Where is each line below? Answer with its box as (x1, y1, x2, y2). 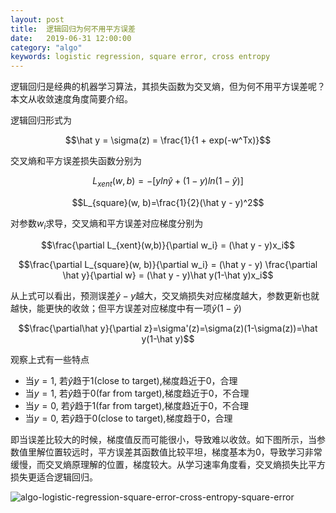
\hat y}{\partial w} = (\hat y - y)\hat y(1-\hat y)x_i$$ (62, 269, 274, 281)
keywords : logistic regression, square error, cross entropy (10, 52, 271, 62)
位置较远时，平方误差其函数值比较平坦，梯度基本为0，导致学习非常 (44, 446, 323, 458)
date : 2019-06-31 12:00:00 (10, 33, 132, 43)
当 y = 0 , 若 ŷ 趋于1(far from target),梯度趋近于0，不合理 (24, 399, 250, 411)
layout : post (10, 14, 65, 25)
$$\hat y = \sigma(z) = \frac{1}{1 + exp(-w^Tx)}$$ (64, 134, 272, 146)
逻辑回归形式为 (10, 114, 72, 126)
